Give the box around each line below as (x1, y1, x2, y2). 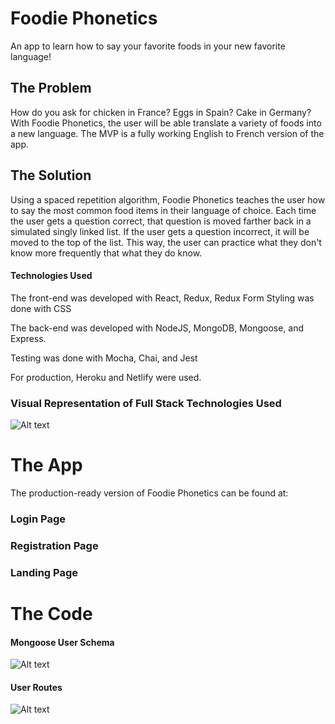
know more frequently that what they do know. (10, 247, 203, 259)
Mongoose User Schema (10, 636, 115, 648)
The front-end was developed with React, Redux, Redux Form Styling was (10, 292, 315, 304)
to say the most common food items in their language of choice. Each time (10, 204, 317, 216)
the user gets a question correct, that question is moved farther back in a (10, 215, 312, 227)
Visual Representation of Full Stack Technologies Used (10, 396, 282, 410)
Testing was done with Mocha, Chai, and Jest (10, 352, 198, 364)
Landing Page (10, 565, 79, 579)
